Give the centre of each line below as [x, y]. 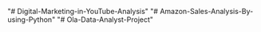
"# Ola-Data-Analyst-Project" [105, 20]
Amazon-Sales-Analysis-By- [207, 11]
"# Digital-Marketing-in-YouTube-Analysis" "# [83, 11]
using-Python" [32, 20]
